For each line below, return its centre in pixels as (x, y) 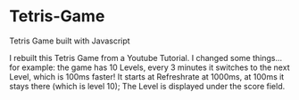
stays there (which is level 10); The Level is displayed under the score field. (147, 86)
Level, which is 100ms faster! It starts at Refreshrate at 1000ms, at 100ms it (147, 76)
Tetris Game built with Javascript (70, 41)
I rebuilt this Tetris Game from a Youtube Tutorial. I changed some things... (146, 58)
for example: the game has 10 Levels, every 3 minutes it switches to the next (149, 67)
